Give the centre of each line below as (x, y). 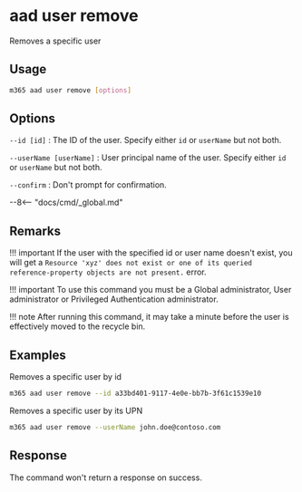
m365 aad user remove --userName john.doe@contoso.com (115, 427)
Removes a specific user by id (66, 377)
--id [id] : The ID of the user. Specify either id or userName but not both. (146, 140)
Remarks (35, 231)
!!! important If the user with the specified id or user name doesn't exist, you (151, 253)
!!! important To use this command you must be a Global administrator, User (151, 290)
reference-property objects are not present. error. (108, 272)
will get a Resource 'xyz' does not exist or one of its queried (131, 263)
